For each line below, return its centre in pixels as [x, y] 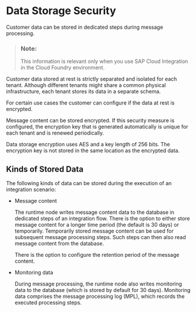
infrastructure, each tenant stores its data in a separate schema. [84, 92]
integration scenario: [31, 190]
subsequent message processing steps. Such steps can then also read [100, 237]
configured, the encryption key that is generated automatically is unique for [97, 127]
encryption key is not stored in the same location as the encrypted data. [93, 150]
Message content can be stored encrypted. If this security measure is [90, 120]
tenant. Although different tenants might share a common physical [86, 85]
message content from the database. [59, 244]
